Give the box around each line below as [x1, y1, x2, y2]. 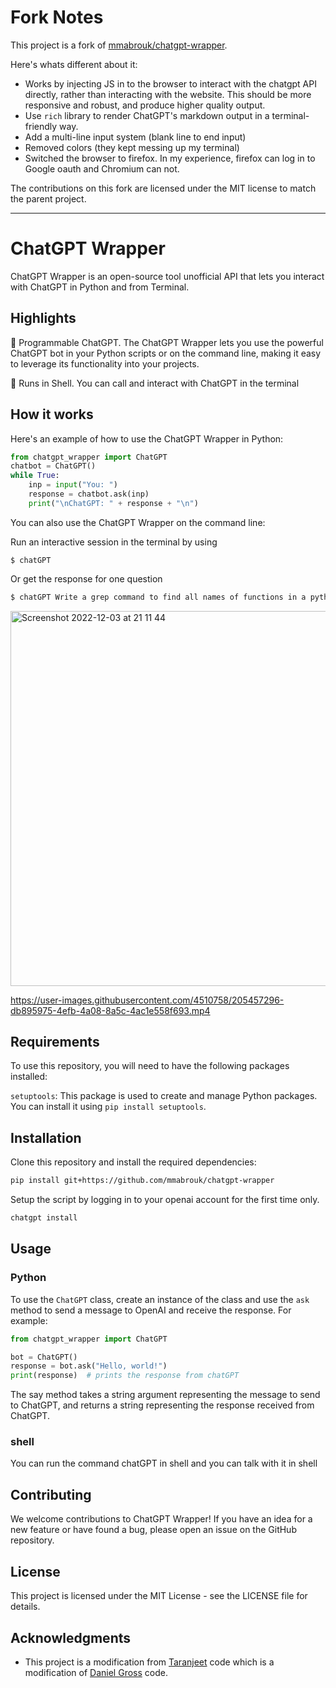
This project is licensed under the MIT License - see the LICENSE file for [10, 1590, 308, 1602]
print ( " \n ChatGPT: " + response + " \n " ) [28, 498, 199, 508]
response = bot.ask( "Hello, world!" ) [10, 1361, 168, 1371]
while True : [10, 471, 60, 481]
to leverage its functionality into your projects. [10, 357, 200, 370]
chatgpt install [10, 1213, 78, 1223]
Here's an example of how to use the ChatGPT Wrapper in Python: [10, 432, 284, 445]
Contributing [10, 1486, 92, 1503]
